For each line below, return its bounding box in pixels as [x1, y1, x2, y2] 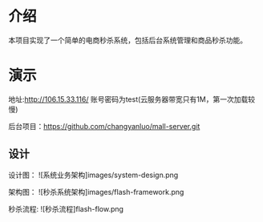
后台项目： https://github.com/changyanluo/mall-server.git [8, 121, 200, 131]
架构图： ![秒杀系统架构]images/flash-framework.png [8, 187, 184, 196]
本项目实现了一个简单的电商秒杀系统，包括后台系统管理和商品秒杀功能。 [8, 35, 247, 45]
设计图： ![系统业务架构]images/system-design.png [8, 170, 179, 180]
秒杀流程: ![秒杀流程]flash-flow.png [8, 204, 124, 213]
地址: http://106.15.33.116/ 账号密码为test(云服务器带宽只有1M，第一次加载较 [8, 94, 255, 104]
